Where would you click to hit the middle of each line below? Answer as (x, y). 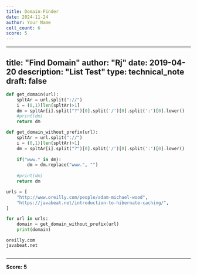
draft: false (26, 81)
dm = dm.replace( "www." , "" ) (63, 165)
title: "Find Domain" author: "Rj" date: (77, 62)
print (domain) (34, 230)
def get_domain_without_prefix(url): (52, 133)
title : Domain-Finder (33, 11)
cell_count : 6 (23, 28)
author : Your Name (28, 22)
